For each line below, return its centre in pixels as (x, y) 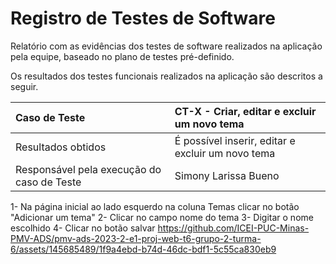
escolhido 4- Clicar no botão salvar (83, 228)
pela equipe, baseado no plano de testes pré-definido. (122, 56)
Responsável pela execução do (88, 169)
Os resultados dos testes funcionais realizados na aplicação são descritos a (166, 76)
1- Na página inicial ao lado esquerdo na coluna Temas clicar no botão (155, 206)
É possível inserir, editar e (235, 140)
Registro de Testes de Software (143, 18)
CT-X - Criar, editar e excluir (245, 111)
